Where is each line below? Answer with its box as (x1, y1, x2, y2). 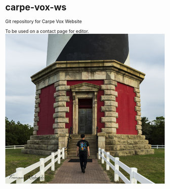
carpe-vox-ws (5, 2, 67, 13)
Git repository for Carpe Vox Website (5, 18, 82, 24)
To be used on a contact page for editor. (5, 28, 90, 34)
